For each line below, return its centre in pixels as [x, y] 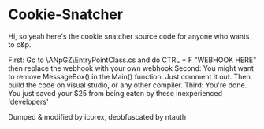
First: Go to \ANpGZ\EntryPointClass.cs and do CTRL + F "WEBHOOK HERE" [132, 60]
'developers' [28, 101]
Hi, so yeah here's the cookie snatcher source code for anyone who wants [129, 36]
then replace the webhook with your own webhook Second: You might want [131, 68]
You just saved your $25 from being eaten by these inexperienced [115, 93]
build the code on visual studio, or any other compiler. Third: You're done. [128, 85]
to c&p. [20, 44]
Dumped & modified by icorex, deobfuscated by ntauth [97, 116]
